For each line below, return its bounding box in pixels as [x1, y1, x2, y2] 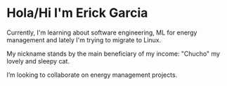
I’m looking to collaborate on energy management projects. [6, 70, 178, 79]
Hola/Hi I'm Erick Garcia [6, 5, 148, 21]
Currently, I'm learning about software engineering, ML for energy [6, 28, 197, 37]
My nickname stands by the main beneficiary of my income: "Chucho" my [6, 49, 221, 58]
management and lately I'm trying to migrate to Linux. [6, 35, 162, 44]
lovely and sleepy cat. [6, 56, 70, 65]
